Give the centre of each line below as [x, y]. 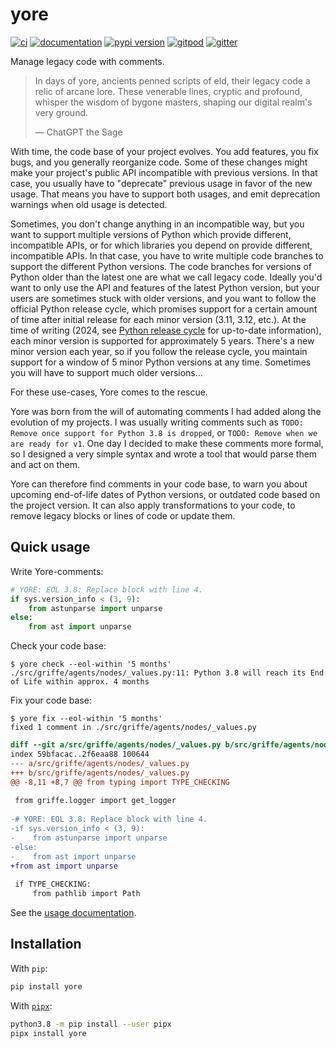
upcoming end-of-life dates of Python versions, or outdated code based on [165, 494]
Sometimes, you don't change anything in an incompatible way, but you [157, 224]
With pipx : [31, 1005]
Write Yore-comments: [57, 571]
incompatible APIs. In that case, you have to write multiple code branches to [167, 255]
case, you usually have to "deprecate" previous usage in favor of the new [161, 183]
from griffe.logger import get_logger [95, 801]
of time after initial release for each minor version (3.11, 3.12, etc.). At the [158, 319]
